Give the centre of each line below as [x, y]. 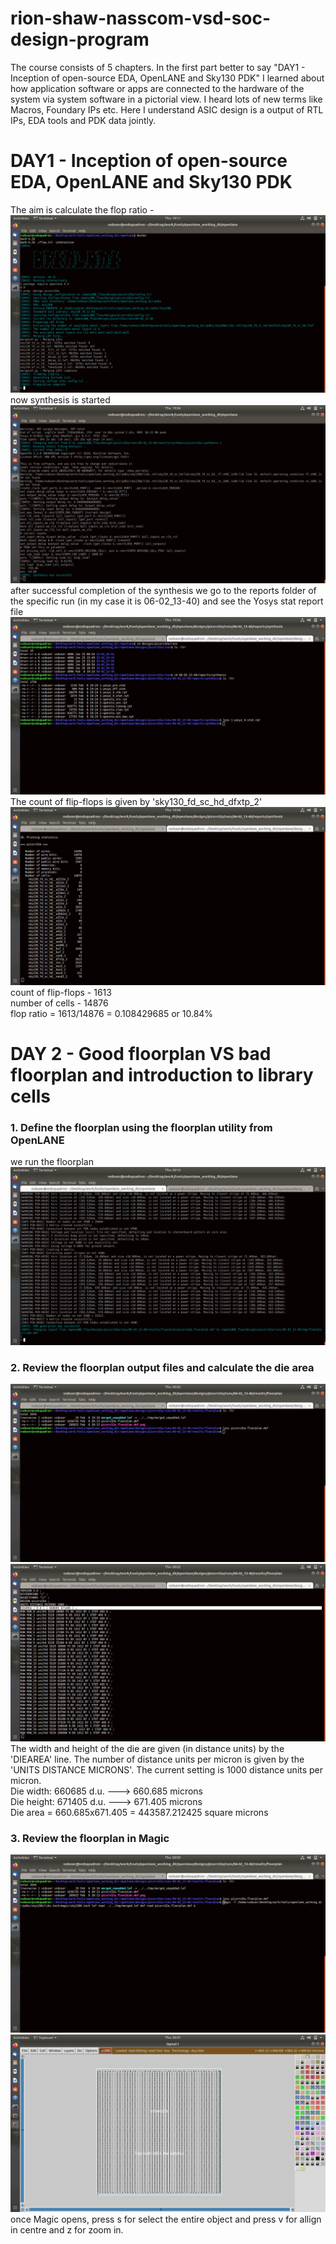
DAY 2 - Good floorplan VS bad [141, 1054]
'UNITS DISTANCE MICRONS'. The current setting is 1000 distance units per [167, 1770]
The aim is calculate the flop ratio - [82, 209]
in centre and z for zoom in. [67, 2230]
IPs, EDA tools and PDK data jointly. [83, 120]
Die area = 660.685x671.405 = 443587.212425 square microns [139, 1813]
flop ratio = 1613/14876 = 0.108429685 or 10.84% [112, 1013]
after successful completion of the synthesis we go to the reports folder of [163, 590]
